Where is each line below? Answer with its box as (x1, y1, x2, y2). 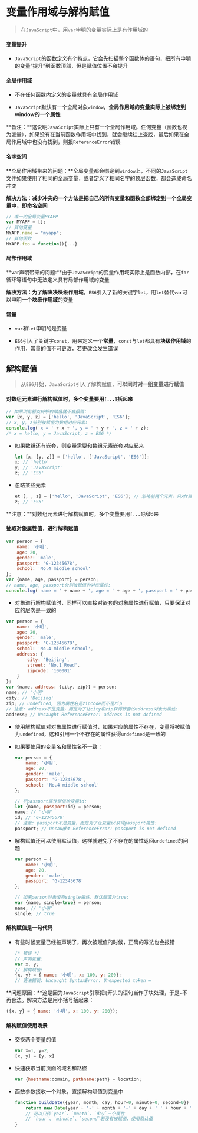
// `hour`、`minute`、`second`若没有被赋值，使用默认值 (25, 1116, 153, 1122)
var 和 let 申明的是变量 (14, 325, 67, 332)
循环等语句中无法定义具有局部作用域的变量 (6, 276, 110, 283)
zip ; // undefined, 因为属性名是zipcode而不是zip (6, 700, 123, 706)
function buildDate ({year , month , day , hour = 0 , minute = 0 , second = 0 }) (14, 1099, 190, 1105)
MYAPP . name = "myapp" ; (6, 230, 62, 236)
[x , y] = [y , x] (14, 1053, 55, 1059)
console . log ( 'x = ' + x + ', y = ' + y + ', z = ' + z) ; (6, 425, 149, 431)
